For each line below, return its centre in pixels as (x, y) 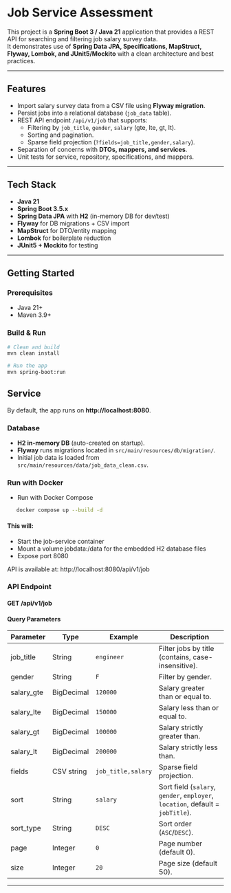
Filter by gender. (185, 677)
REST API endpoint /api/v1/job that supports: (82, 120)
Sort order (175, 824)
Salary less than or (188, 708)
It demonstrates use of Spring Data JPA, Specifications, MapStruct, (104, 46)
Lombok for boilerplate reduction (64, 238)
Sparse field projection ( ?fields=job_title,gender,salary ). (111, 142)
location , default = (189, 804)
